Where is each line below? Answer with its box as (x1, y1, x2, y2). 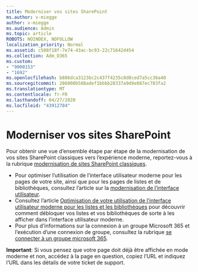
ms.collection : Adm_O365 (6, 53, 68, 59)
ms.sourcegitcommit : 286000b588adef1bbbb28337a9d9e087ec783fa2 (6, 81, 166, 87)
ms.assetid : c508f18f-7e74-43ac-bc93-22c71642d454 (6, 48, 134, 53)
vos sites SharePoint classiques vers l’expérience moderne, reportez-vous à (6, 154, 193, 161)
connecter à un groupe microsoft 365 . (14, 235, 108, 242)
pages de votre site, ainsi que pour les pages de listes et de (14, 178, 161, 185)
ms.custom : (6, 58, 33, 64)
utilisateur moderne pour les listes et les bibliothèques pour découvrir (14, 203, 186, 211)
